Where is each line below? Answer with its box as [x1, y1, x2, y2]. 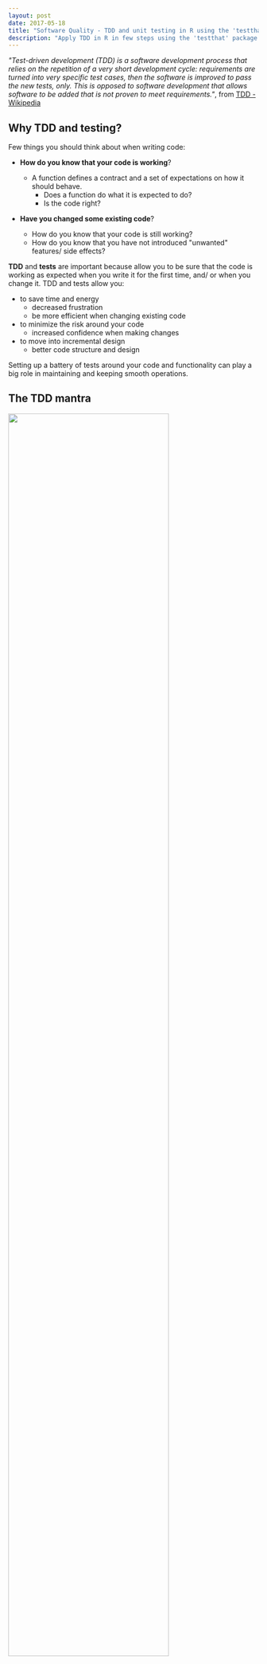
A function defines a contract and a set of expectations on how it [31, 173, 245, 183]
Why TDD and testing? [8, 121, 122, 135]
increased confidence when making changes [31, 328, 180, 338]
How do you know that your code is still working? [31, 229, 193, 239]
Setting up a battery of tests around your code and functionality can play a [8, 360, 253, 370]
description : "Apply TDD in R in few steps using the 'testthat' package [8, 33, 258, 42]
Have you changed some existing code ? [19, 214, 155, 224]
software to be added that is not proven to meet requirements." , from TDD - [8, 89, 256, 100]
